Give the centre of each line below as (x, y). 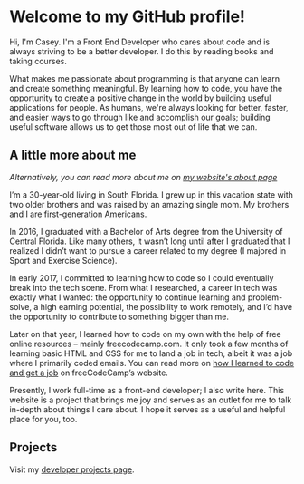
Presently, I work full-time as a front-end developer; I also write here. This (147, 390)
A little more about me (73, 155)
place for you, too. (43, 419)
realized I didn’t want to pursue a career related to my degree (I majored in (148, 250)
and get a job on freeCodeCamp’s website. (89, 373)
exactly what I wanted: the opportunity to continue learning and (128, 297)
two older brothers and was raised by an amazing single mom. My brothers (149, 204)
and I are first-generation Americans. (78, 214)
